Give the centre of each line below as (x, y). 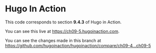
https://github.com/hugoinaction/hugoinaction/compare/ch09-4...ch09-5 (78, 45)
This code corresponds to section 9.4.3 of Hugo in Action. (63, 22)
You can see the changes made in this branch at (53, 40)
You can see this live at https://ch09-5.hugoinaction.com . (62, 31)
